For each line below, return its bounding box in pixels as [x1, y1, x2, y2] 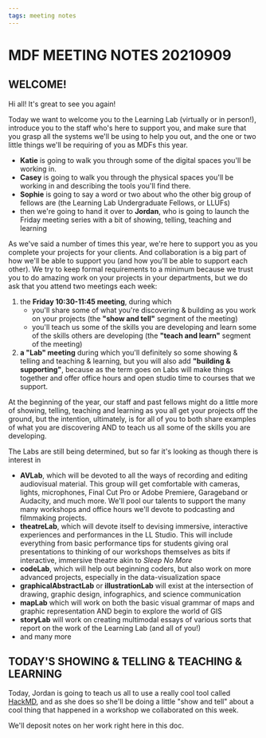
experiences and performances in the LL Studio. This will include [19, 530, 233, 539]
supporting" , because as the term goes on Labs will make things [19, 364, 234, 374]
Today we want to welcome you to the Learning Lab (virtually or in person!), [8, 114, 256, 124]
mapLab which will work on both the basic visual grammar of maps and [19, 597, 255, 607]
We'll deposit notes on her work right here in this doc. [8, 720, 185, 731]
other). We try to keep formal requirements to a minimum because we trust [8, 264, 253, 274]
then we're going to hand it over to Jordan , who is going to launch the [19, 206, 249, 216]
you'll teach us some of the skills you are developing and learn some [31, 322, 257, 331]
